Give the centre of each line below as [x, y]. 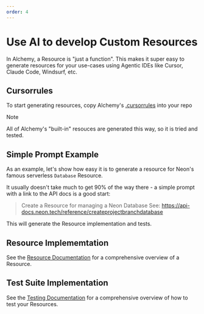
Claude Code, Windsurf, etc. [42, 72]
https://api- [176, 206]
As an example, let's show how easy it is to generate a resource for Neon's [100, 169]
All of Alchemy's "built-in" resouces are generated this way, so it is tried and [102, 129]
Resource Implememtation [58, 243]
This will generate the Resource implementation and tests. [79, 224]
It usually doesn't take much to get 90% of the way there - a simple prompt [100, 187]
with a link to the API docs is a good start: [58, 194]
